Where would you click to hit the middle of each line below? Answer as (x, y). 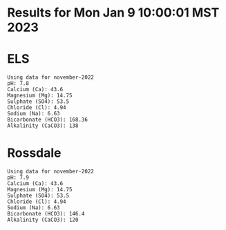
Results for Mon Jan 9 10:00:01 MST (113, 13)
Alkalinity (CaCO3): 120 (43, 220)
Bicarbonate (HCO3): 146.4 (46, 214)
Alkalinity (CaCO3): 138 (43, 126)
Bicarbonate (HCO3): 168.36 (48, 120)
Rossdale (34, 153)
